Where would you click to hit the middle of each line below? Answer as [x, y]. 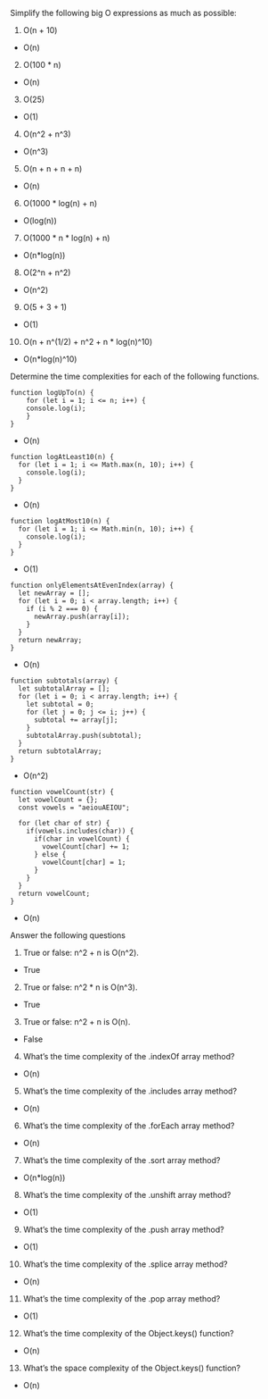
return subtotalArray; [60, 751]
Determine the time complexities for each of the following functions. [135, 376]
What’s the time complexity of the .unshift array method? [127, 1195]
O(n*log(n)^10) [50, 359]
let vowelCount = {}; [58, 800]
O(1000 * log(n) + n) [60, 203]
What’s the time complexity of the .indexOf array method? [129, 1056]
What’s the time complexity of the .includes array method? [130, 1091]
